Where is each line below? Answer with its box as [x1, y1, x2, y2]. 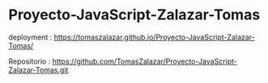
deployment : [8, 32, 53, 42]
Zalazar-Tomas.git [8, 64, 69, 74]
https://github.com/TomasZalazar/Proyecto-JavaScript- [52, 56, 237, 66]
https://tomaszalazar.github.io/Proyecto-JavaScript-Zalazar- [53, 32, 255, 42]
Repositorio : [8, 56, 51, 66]
